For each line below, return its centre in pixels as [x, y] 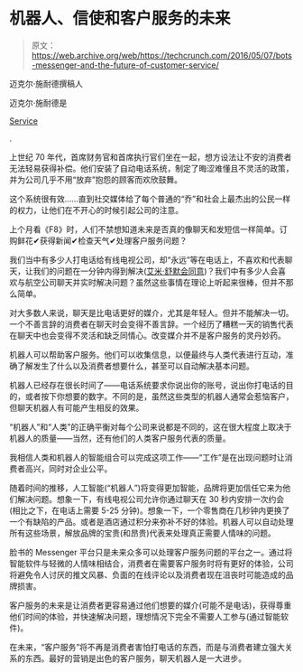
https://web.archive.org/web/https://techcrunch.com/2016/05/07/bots [162, 55]
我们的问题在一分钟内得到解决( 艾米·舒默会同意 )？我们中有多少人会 [156, 271]
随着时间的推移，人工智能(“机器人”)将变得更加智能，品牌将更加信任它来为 [146, 488]
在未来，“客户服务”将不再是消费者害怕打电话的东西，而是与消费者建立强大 [147, 647]
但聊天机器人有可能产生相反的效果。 [77, 407]
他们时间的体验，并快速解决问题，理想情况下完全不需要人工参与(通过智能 [145, 616]
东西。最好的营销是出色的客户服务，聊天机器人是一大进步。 [135, 658]
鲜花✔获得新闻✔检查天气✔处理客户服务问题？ [102, 240]
